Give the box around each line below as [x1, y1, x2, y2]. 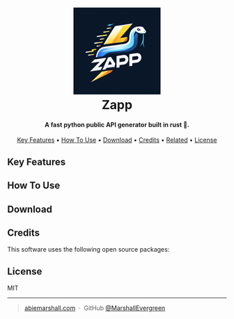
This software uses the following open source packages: [7, 245, 170, 254]
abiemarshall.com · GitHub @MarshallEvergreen [24, 304, 166, 312]
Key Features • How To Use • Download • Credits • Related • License [17, 136, 217, 145]
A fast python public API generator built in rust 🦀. [44, 120, 190, 129]
